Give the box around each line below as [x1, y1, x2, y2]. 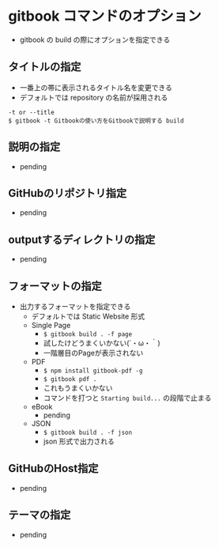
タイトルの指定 [8, 60, 81, 74]
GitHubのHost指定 [8, 462, 99, 475]
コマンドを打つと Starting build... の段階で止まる [43, 393, 212, 402]
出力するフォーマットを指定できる [19, 302, 131, 311]
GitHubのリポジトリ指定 [8, 187, 127, 200]
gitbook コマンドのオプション [8, 7, 202, 25]
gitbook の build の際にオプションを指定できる [19, 35, 171, 44]
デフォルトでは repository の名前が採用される [19, 92, 168, 102]
